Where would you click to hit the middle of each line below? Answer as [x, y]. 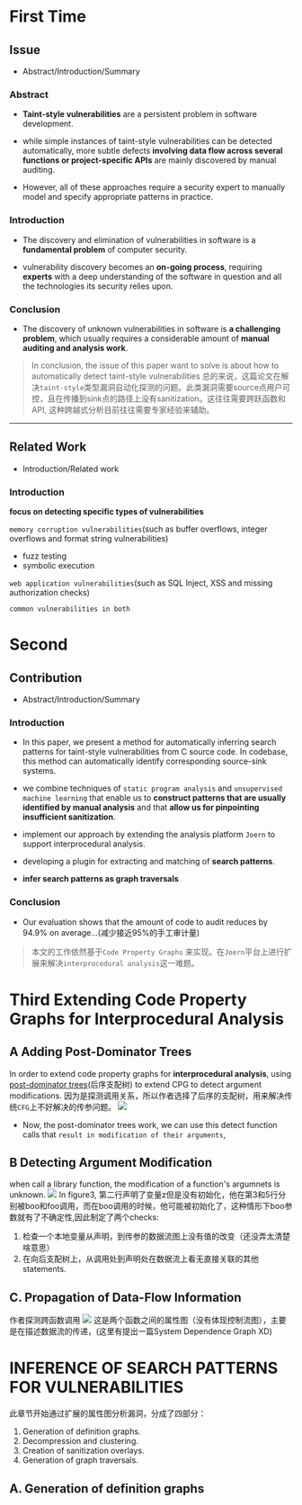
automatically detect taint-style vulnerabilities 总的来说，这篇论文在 [156, 376]
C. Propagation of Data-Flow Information [125, 1297]
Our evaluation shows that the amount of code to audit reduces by [145, 922]
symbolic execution [58, 565]
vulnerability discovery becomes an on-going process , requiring [142, 266]
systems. [39, 771]
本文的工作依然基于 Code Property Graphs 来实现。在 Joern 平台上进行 [158, 952]
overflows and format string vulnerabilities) [89, 538]
